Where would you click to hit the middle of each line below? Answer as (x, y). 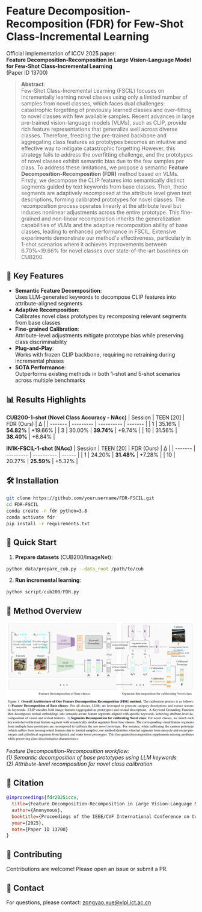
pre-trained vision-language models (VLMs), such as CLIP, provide (104, 122)
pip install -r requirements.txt (48, 523)
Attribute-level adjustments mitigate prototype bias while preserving (99, 335)
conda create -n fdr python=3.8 (47, 511)
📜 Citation (25, 783)
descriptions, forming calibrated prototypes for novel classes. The (103, 199)
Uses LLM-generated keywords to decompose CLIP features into (95, 297)
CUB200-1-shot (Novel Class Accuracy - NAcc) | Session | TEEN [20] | (95, 417)
